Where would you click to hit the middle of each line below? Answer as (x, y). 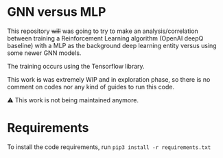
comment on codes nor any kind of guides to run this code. (91, 87)
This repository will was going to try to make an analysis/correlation (103, 31)
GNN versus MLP (57, 12)
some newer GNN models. (44, 53)
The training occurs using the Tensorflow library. (76, 66)
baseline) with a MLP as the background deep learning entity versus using (112, 45)
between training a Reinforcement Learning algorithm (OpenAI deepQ (105, 38)
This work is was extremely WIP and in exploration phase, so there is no (109, 79)
